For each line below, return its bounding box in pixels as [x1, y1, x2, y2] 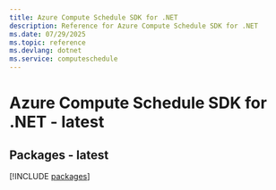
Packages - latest [9, 147, 109, 162]
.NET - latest [9, 112, 105, 132]
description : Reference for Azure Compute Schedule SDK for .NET [9, 21, 258, 30]
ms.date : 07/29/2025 [9, 29, 87, 38]
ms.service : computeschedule [9, 54, 118, 63]
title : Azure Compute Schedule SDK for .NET [9, 12, 178, 22]
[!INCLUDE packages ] [9, 171, 91, 181]
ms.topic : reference [9, 37, 87, 47]
